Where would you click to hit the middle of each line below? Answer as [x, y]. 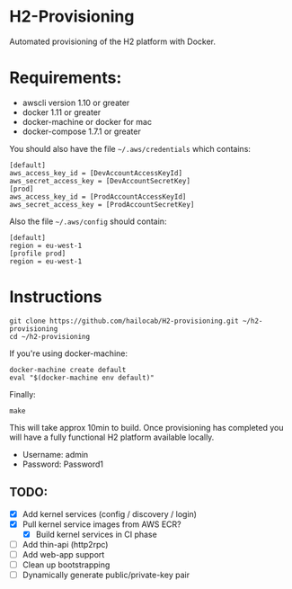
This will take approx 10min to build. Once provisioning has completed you [146, 427]
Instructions [56, 297]
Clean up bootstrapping [66, 565]
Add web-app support [63, 554]
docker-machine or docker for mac [87, 121]
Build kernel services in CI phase [96, 534]
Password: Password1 [63, 464]
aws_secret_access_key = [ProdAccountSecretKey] [102, 204]
